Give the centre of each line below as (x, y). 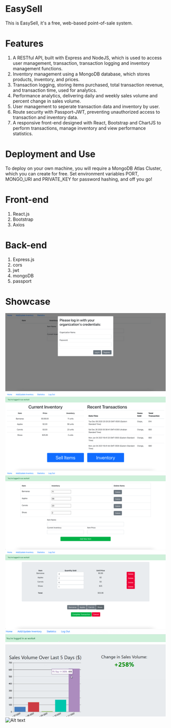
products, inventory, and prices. (46, 79)
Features (24, 44)
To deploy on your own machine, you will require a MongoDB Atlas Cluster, (83, 168)
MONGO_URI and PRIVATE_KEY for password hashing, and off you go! (79, 179)
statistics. (23, 134)
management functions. (37, 68)
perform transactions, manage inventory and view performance (79, 128)
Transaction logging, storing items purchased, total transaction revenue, (88, 85)
